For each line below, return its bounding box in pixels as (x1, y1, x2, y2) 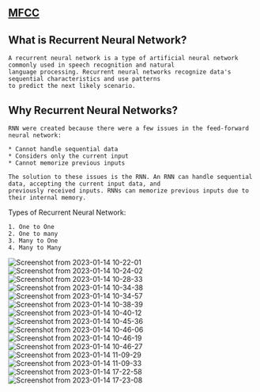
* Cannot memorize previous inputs (8, 159, 126, 167)
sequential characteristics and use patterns (8, 75, 160, 83)
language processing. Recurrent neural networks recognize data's (8, 68, 232, 76)
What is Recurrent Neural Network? (8, 33, 187, 47)
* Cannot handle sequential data (8, 146, 119, 154)
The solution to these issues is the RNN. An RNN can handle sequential (8, 173, 253, 181)
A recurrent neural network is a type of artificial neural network (8, 55, 239, 63)
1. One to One (8, 223, 55, 231)
